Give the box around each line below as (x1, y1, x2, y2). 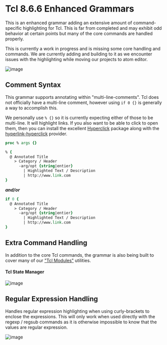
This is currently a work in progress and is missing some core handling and (5, 45, 161, 51)
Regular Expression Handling (5, 295, 98, 303)
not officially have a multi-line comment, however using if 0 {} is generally (5, 99, 162, 105)
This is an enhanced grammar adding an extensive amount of (5, 20, 132, 26)
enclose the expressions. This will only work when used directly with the (5, 313, 155, 319)
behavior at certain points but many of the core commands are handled (5, 30, 153, 36)
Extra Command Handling (5, 239, 88, 247)
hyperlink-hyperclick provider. (5, 131, 67, 137)
